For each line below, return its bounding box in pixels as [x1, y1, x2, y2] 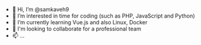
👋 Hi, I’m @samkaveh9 [12, 6, 69, 13]
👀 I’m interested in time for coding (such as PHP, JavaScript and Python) [12, 12, 195, 19]
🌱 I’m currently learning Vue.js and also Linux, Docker [12, 19, 148, 26]
